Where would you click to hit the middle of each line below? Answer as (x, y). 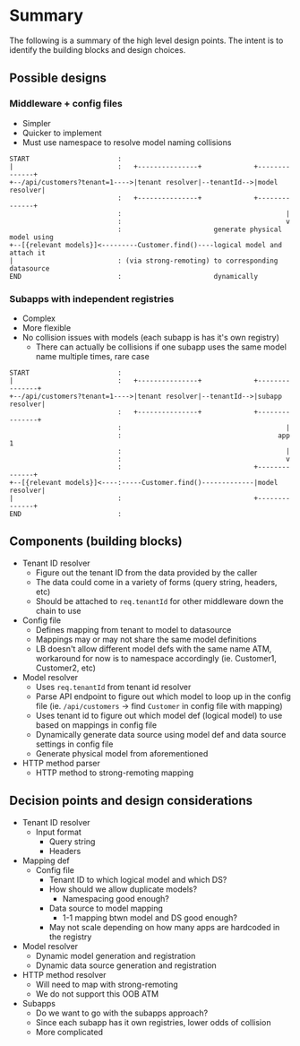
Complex (39, 318)
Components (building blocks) (96, 542)
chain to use (58, 610)
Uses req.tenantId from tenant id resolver (113, 687)
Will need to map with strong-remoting (107, 984)
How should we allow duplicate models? (123, 889)
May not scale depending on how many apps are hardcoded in (164, 927)
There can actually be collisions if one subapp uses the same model (161, 347)
